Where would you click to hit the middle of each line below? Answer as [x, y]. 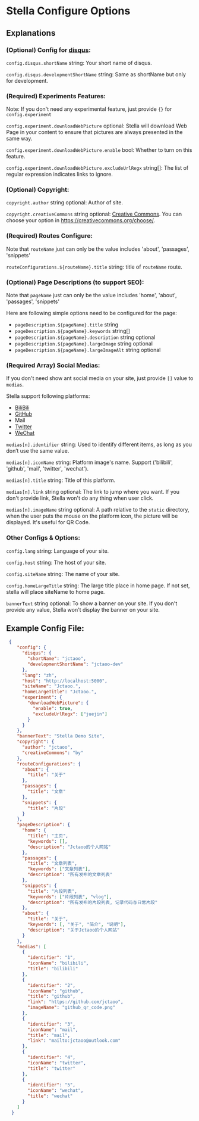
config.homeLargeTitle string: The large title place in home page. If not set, [98, 586]
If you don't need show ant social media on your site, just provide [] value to [100, 378]
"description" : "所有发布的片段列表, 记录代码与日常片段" [93, 902]
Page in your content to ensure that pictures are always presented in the [94, 132]
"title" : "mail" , [49, 1035]
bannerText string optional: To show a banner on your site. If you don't [92, 603]
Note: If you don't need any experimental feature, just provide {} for [89, 109]
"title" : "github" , [52, 997]
